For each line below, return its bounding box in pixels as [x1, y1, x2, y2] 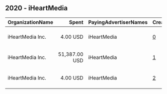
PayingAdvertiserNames [88, 18, 148, 25]
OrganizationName [7, 18, 54, 25]
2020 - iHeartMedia [5, 4, 68, 12]
